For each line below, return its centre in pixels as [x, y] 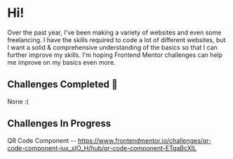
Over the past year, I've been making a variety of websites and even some [114, 32]
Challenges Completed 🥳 [62, 85]
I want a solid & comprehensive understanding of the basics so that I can [112, 47]
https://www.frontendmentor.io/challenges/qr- [145, 140]
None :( [18, 101]
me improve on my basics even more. [61, 62]
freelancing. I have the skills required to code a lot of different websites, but [116, 39]
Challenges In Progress [59, 123]
